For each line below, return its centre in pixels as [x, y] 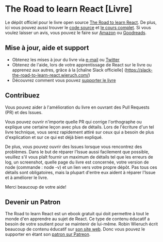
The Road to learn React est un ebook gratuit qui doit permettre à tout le [77, 214]
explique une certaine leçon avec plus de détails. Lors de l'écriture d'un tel [80, 127]
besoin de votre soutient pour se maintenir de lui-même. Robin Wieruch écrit [81, 224]
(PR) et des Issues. [24, 112]
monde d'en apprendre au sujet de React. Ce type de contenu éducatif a [77, 219]
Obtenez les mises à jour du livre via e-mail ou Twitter [66, 60]
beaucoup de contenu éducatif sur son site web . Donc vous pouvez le [75, 229]
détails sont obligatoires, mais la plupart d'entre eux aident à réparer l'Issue [80, 172]
